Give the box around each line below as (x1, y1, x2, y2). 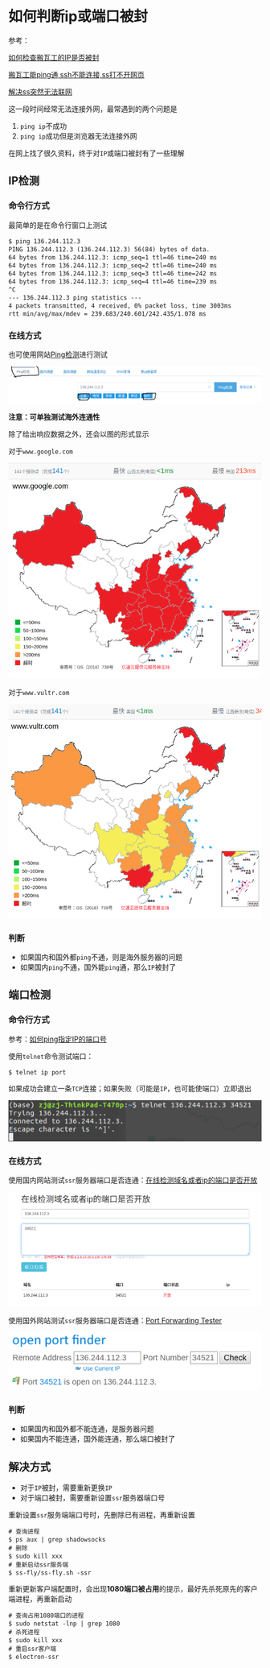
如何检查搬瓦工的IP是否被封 (8, 52, 100, 62)
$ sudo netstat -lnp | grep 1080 (8, 1620, 121, 1628)
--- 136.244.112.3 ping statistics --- (8, 293, 142, 302)
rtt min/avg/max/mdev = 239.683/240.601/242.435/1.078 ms (8, 309, 207, 318)
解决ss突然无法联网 (8, 86, 72, 97)
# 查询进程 (8, 1528, 40, 1536)
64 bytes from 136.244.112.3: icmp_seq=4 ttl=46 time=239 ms (8, 277, 218, 286)
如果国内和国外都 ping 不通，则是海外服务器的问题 (19, 952, 183, 962)
